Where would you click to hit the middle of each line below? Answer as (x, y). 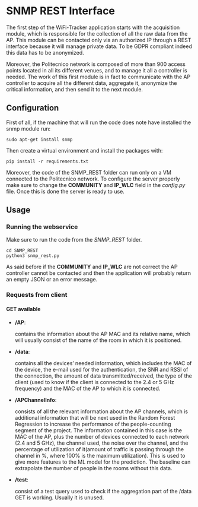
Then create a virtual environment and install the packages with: (84, 150)
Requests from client (37, 295)
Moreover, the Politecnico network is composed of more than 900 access (96, 64)
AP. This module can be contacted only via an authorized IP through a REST (99, 40)
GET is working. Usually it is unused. (59, 498)
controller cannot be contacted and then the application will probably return (99, 273)
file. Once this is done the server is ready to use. (65, 191)
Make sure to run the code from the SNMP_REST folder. (74, 240)
